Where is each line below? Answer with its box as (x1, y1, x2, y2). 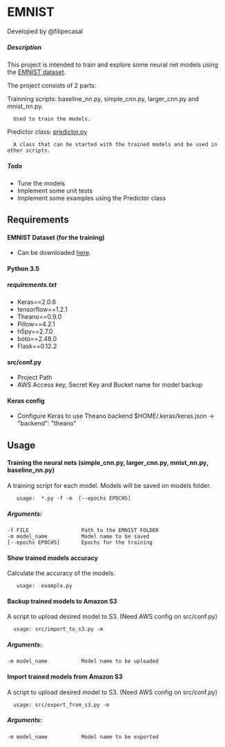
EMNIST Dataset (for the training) (7, 233, 105, 241)
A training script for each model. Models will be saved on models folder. (7, 482, 212, 490)
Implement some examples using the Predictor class (17, 193, 166, 202)
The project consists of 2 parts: (7, 81, 97, 89)
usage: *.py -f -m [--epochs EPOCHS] (16, 495, 131, 502)
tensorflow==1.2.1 (17, 306, 68, 314)
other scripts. (7, 147, 51, 154)
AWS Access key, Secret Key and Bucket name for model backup (17, 380, 203, 389)
